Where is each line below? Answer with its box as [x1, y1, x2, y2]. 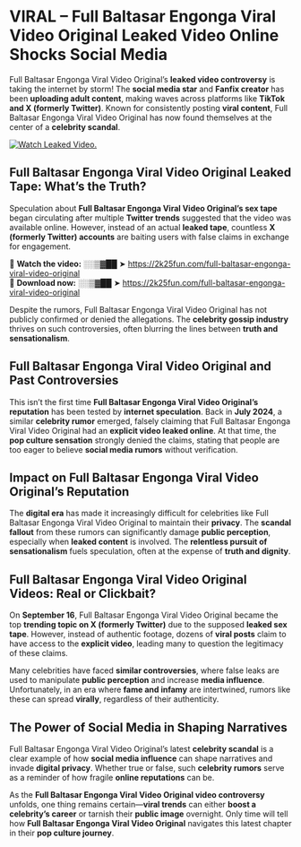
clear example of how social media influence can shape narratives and [9, 753, 273, 764]
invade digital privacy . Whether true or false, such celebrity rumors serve [9, 763, 285, 773]
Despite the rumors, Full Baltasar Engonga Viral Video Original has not [9, 304, 267, 315]
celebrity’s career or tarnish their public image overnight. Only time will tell [9, 808, 288, 819]
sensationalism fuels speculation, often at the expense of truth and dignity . [9, 546, 291, 557]
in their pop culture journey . [9, 827, 115, 838]
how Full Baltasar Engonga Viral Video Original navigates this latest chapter [9, 818, 292, 828]
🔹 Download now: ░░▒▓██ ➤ [9, 277, 121, 288]
